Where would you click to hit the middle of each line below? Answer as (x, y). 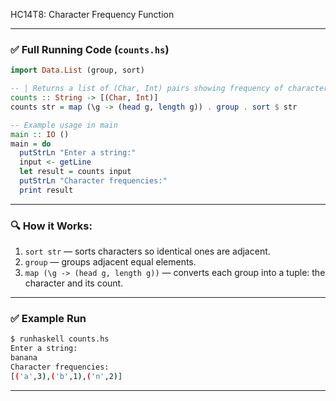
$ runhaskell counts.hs (60, 339)
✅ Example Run (48, 319)
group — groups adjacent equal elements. (110, 262)
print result (46, 190)
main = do (31, 144)
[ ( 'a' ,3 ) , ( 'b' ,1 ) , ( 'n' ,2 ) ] (66, 376)
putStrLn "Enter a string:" (78, 153)
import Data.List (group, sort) (77, 70)
